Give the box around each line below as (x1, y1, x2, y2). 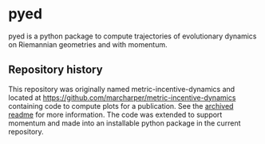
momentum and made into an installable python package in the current (8, 118, 241, 128)
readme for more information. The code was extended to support (8, 110, 223, 119)
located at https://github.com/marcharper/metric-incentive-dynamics (8, 93, 236, 102)
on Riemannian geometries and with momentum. (8, 39, 168, 49)
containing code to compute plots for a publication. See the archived (8, 101, 234, 110)
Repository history (8, 63, 103, 77)
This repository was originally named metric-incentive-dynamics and (8, 84, 235, 94)
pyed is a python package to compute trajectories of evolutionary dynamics (8, 31, 257, 41)
